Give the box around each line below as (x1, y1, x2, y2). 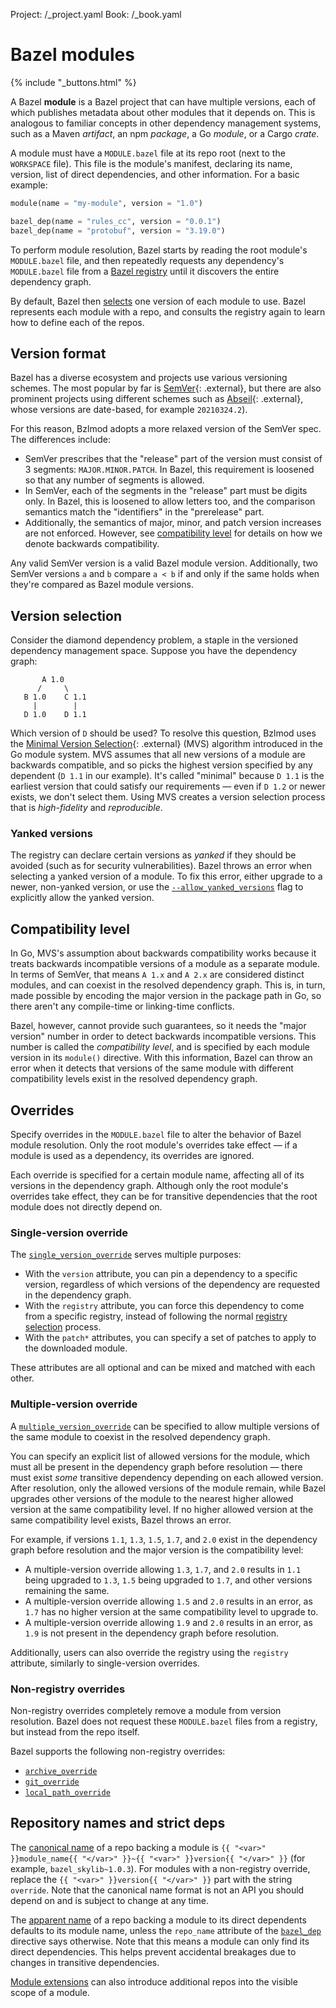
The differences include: (10, 434, 112, 446)
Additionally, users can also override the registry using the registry (10, 1646, 289, 1658)
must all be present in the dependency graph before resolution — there (10, 1460, 303, 1473)
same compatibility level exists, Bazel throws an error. (10, 1514, 232, 1526)
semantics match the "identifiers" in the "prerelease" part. (24, 506, 265, 518)
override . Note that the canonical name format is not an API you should (10, 1884, 305, 1896)
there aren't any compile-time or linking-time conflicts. (10, 1000, 235, 1013)
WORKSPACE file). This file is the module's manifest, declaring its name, (10, 157, 293, 169)
